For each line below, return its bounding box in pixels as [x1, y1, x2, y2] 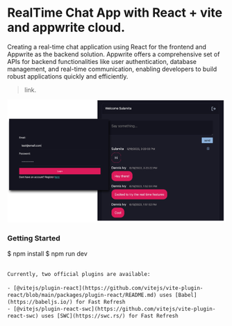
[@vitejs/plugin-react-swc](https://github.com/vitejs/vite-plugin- [13, 305, 216, 312]
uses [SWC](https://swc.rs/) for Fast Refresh [41, 312, 179, 319]
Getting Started [7, 234, 60, 243]
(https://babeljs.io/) [7, 298, 73, 305]
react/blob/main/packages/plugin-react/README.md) [7, 291, 157, 298]
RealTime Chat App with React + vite [7, 5, 223, 21]
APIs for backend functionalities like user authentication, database [7, 57, 197, 65]
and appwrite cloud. [7, 19, 126, 35]
